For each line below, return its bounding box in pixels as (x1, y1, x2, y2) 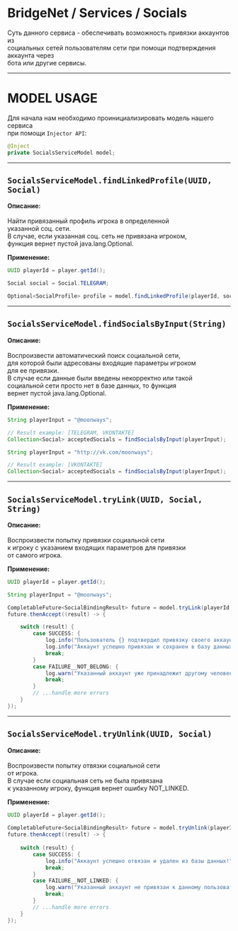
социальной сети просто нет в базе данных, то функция (7, 381, 177, 390)
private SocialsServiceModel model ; (7, 149, 115, 156)
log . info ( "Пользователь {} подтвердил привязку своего (45, 637, 211, 644)
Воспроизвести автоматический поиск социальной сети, (7, 351, 181, 359)
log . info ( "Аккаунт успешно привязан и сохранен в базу (45, 643, 211, 650)
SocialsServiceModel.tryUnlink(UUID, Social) (7, 729, 212, 739)
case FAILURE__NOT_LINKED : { (33, 877, 119, 885)
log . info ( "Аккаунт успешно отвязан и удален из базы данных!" (45, 857, 233, 864)
